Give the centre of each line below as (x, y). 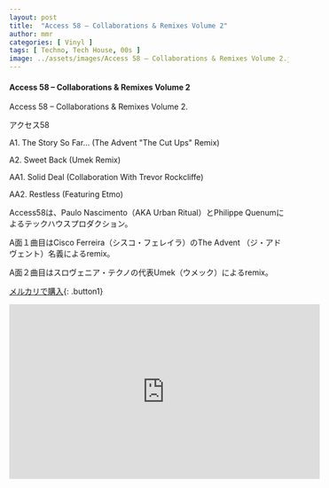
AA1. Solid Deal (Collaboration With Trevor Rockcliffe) (106, 177)
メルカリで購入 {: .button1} (56, 291)
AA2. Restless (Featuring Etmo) (67, 194)
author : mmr (31, 34)
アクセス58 (30, 125)
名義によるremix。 (81, 254)
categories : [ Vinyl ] (51, 42)
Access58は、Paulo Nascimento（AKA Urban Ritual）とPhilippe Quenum (143, 213)
